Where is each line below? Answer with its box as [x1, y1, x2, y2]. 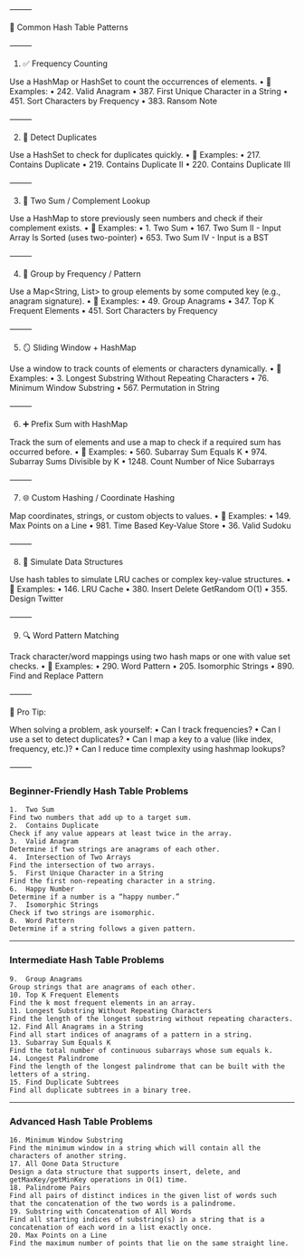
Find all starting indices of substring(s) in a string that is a [9, 1214, 265, 1223]
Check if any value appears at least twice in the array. [9, 829, 233, 838]
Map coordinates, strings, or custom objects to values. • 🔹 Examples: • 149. [9, 511, 291, 521]
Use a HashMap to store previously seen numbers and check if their [9, 213, 263, 223]
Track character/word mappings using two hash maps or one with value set [9, 651, 291, 661]
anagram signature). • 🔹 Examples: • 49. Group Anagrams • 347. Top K [9, 296, 274, 307]
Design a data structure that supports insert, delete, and [9, 1167, 242, 1176]
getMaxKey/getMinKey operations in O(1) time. [9, 1174, 188, 1184]
